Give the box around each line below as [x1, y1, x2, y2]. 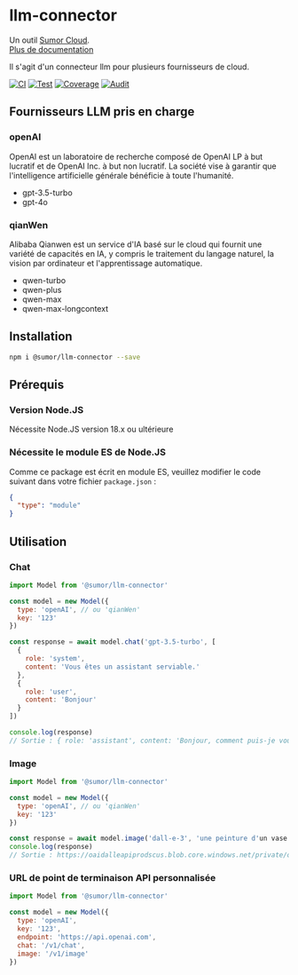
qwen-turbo [21, 274, 67, 285]
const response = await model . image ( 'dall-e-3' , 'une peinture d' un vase [9, 834, 288, 844]
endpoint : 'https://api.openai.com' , [17, 932, 157, 941]
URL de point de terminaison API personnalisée [9, 872, 216, 884]
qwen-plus [21, 284, 62, 295]
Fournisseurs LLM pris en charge [9, 104, 195, 120]
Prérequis [9, 377, 65, 392]
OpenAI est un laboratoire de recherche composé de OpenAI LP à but [9, 151, 263, 162]
